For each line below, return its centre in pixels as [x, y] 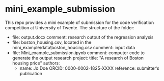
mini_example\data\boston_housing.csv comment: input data [73, 47]
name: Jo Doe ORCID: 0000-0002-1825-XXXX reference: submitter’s [89, 68]
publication [31, 73]
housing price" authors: [36, 63]
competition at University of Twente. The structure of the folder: [70, 27]
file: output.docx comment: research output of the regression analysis [83, 37]
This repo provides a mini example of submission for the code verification [80, 22]
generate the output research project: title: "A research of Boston [78, 58]
